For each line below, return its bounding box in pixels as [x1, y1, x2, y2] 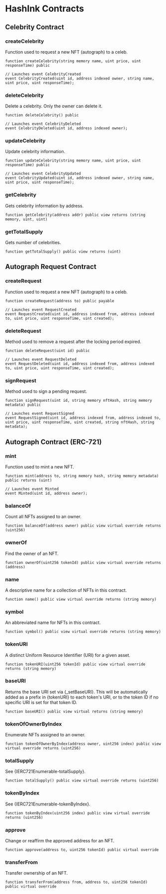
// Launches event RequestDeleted [5, 357, 77, 362]
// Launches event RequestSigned [5, 411, 75, 416]
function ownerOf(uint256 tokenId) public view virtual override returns [5, 560, 162, 565]
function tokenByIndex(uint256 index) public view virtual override [5, 810, 150, 815]
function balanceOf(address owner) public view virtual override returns [5, 523, 162, 529]
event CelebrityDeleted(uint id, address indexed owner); [5, 126, 128, 131]
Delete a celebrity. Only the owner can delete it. [5, 103, 103, 109]
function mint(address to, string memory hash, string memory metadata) [5, 473, 159, 479]
